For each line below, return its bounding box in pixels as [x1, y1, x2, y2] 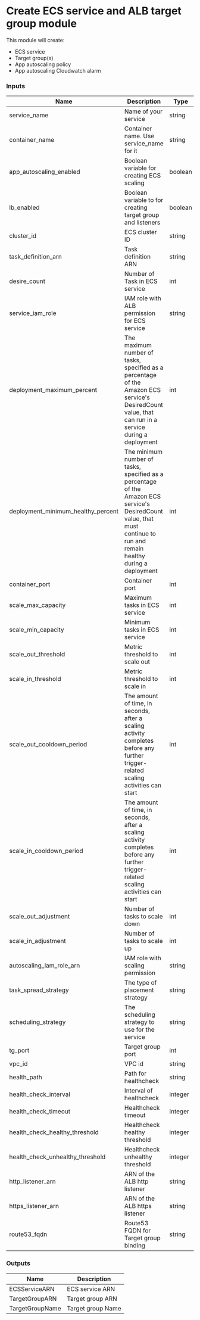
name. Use [124, 132, 155, 141]
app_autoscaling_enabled [9, 168, 80, 176]
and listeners [124, 219, 161, 227]
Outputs [6, 1259, 31, 1268]
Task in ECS [124, 277, 158, 285]
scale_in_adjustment [9, 937, 67, 945]
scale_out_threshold [9, 650, 65, 659]
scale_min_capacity [9, 625, 64, 634]
